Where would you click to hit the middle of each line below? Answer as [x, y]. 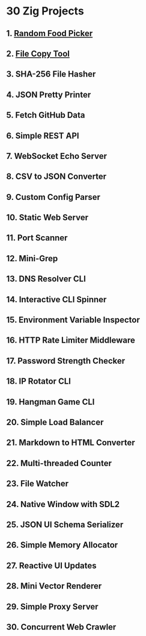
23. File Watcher [38, 484]
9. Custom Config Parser [53, 197]
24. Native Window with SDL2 [63, 504]
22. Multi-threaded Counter [59, 463]
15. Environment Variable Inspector [73, 320]
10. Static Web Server [47, 218]
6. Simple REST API [43, 136]
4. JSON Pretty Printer [49, 95]
